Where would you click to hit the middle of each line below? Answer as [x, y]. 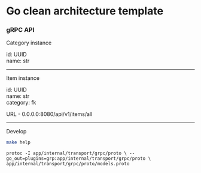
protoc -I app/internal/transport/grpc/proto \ [67, 153]
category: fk [21, 103]
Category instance [29, 43]
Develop [16, 132]
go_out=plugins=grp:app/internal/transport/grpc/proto [76, 159]
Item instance [23, 78]
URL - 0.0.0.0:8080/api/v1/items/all [49, 114]
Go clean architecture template [85, 11]
